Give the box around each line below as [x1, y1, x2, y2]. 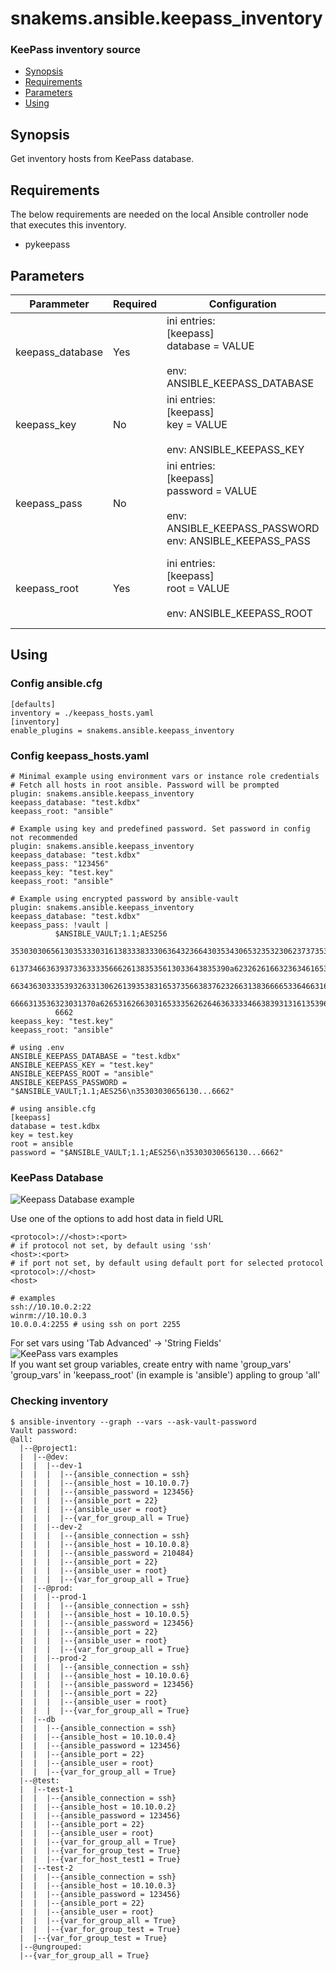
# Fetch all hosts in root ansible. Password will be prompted [10, 780, 280, 790]
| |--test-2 [19, 1863, 74, 1873]
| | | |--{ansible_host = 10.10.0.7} [19, 1478, 190, 1488]
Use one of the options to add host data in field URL [10, 1213, 224, 1225]
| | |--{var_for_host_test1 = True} [19, 1854, 182, 1864]
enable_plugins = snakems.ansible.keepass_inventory [10, 725, 235, 736]
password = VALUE [166, 483, 258, 497]
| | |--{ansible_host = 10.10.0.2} [19, 1802, 177, 1812]
